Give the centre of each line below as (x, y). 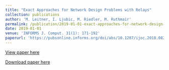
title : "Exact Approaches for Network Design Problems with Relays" (78, 10)
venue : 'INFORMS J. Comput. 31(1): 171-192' (53, 33)
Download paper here (28, 62)
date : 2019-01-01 (23, 29)
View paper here (22, 52)
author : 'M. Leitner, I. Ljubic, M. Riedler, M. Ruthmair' (68, 19)
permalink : (17, 24)
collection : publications (32, 15)
